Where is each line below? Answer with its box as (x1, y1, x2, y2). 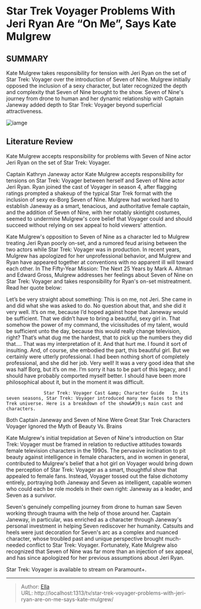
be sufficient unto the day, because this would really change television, (6, 327, 181, 334)
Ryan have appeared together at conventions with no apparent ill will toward (6, 258, 194, 266)
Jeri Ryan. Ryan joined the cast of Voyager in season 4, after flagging (6, 183, 177, 190)
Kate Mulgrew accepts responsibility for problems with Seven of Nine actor (6, 152, 191, 159)
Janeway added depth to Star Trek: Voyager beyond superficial (6, 101, 163, 108)
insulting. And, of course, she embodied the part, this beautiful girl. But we (6, 346, 190, 354)
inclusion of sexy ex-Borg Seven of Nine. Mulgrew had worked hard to (6, 196, 179, 203)
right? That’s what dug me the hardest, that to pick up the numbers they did (6, 334, 193, 341)
